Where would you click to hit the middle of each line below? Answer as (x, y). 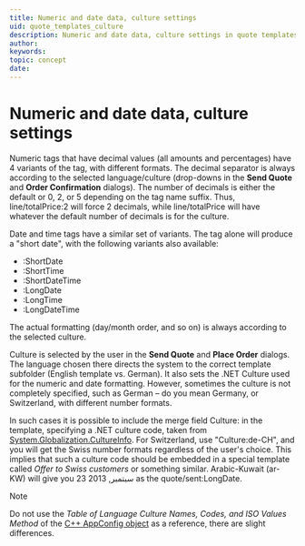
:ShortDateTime (52, 280)
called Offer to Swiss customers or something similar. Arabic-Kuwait (137, 469)
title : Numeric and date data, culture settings (103, 18)
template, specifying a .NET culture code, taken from (108, 430)
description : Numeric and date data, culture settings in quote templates (154, 35)
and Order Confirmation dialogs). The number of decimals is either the (142, 187)
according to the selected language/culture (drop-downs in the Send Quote (151, 177)
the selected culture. (48, 337)
